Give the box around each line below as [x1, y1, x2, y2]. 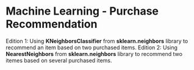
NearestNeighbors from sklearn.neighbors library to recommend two [5, 50, 182, 57]
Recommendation [5, 17, 98, 31]
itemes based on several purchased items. [5, 57, 112, 64]
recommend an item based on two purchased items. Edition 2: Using [5, 44, 178, 51]
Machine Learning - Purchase [5, 4, 159, 18]
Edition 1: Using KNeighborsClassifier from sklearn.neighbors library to [5, 37, 189, 44]
